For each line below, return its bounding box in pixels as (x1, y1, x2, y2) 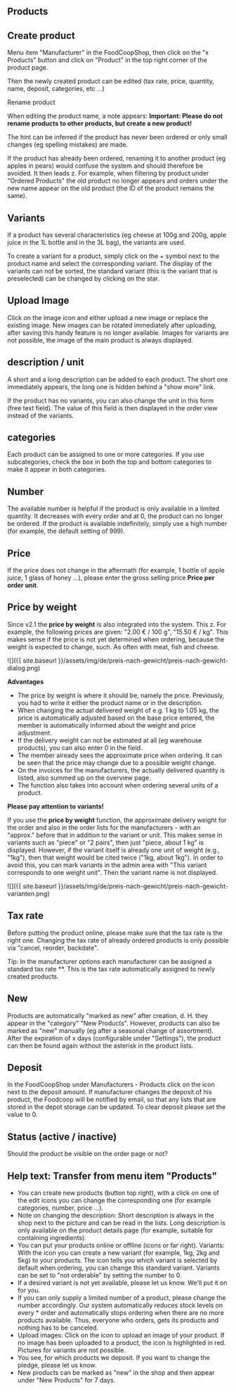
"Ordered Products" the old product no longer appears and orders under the (7, 176, 228, 185)
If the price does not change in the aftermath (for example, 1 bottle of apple (7, 566, 225, 575)
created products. (7, 972, 60, 981)
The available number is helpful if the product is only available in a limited (7, 504, 220, 513)
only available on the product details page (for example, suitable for (17, 1226, 214, 1234)
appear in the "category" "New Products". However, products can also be (7, 1019, 220, 1027)
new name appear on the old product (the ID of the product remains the (7, 184, 214, 192)
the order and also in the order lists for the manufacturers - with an (7, 823, 201, 831)
